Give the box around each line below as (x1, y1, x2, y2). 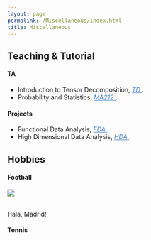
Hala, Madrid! (7, 209, 47, 218)
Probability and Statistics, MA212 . (17, 93, 118, 102)
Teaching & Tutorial (7, 50, 95, 62)
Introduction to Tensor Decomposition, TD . (17, 85, 144, 94)
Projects (7, 109, 33, 118)
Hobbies (7, 153, 46, 165)
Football (7, 173, 32, 182)
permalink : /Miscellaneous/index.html (7, 17, 122, 24)
